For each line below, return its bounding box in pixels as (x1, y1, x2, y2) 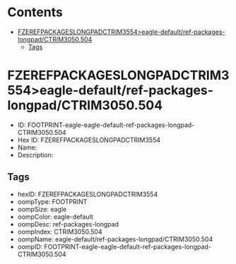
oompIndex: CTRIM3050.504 (17, 227, 102, 236)
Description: (17, 150, 54, 159)
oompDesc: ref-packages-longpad (17, 220, 119, 228)
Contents (7, 4, 64, 20)
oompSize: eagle (17, 205, 67, 213)
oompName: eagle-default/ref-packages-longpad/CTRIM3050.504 (17, 234, 213, 244)
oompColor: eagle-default (17, 212, 93, 221)
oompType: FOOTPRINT (17, 197, 88, 205)
